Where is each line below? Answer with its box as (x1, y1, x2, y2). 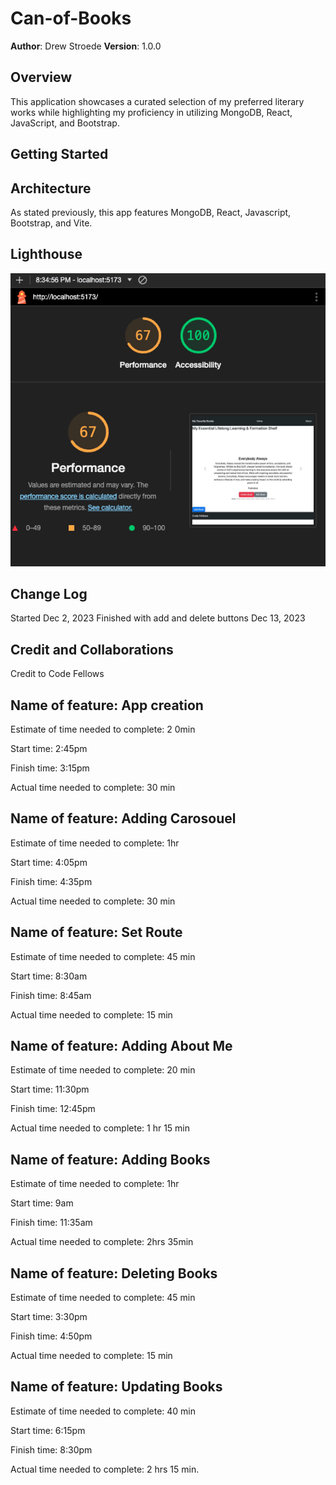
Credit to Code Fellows (10, 668, 105, 680)
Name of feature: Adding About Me (10, 1037, 233, 1054)
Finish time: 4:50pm (10, 1330, 93, 1342)
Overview (10, 69, 73, 86)
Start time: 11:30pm (10, 1083, 90, 1096)
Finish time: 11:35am (10, 1217, 93, 1229)
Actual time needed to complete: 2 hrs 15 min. (10, 1463, 200, 1475)
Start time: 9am (10, 1197, 74, 1209)
